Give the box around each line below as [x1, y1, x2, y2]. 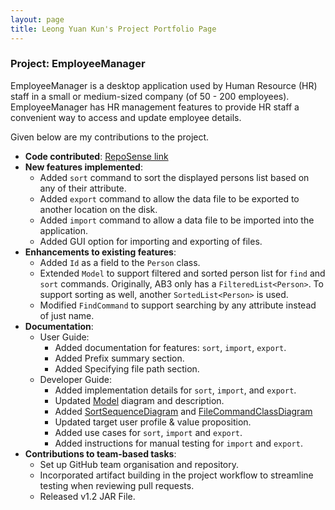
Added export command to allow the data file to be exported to [39, 192, 300, 205]
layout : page [10, 14, 65, 25]
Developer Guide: [39, 373, 112, 385]
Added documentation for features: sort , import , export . [54, 341, 287, 353]
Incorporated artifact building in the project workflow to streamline [39, 469, 314, 481]
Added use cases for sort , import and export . [54, 426, 243, 438]
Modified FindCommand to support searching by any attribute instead [39, 299, 317, 311]
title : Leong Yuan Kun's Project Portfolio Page [10, 24, 217, 34]
